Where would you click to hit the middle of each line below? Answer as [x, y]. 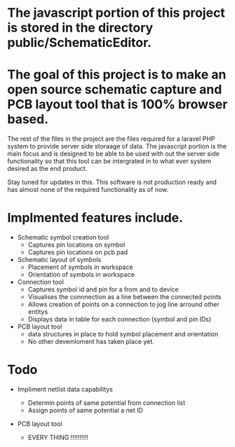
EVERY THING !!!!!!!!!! [58, 437]
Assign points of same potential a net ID [86, 410]
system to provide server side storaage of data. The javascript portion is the [117, 146]
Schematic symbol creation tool [63, 238]
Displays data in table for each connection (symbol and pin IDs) [120, 319]
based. [28, 119]
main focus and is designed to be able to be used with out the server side [113, 154]
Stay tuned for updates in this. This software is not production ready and [112, 182]
